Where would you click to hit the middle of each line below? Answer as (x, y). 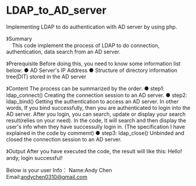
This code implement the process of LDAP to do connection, (86, 45)
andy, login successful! (34, 157)
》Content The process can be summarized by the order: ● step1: (85, 88)
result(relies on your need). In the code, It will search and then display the (96, 120)
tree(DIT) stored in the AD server (46, 76)
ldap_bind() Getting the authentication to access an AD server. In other (93, 101)
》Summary (19, 39)
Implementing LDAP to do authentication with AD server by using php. (92, 27)
